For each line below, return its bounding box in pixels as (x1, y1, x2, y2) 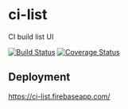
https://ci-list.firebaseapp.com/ (8, 91, 111, 101)
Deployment (8, 70, 71, 84)
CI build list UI (8, 32, 54, 41)
